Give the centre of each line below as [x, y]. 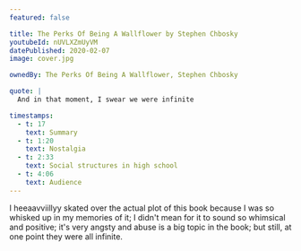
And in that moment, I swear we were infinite [106, 100]
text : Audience [54, 182]
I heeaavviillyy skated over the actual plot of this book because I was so [142, 208]
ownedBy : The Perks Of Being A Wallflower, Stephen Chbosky [124, 75]
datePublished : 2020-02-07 [60, 50]
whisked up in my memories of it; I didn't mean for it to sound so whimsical [147, 217]
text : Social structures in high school [102, 166]
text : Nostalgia [56, 149]
